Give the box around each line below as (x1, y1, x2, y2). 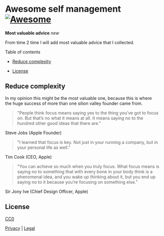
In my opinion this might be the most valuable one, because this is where (5, 95, 152, 101)
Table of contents (5, 49, 41, 55)
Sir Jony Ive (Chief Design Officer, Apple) (5, 189, 89, 194)
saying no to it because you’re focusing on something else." (17, 179, 138, 185)
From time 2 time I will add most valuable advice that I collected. (5, 39, 135, 45)
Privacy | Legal (5, 225, 35, 231)
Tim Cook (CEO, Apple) (5, 154, 52, 160)
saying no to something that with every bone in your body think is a (17, 168, 153, 174)
